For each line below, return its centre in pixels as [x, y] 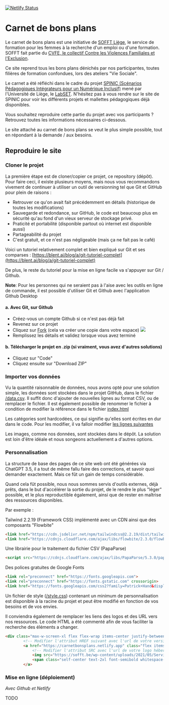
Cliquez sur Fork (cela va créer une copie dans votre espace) [76, 330]
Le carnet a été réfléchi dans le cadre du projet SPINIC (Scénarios [73, 83]
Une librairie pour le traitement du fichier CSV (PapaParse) [66, 548]
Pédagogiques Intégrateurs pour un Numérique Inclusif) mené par [73, 88]
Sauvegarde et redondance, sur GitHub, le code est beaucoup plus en [85, 213]
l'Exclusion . [17, 58]
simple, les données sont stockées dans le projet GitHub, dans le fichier [79, 393]
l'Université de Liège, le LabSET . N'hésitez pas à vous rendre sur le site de [82, 94]
